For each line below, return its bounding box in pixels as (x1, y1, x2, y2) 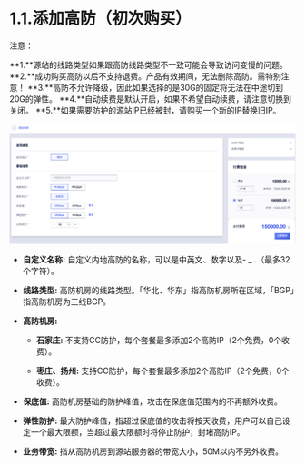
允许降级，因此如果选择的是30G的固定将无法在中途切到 (76, 82, 284, 93)
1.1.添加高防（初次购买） (9, 8, 192, 29)
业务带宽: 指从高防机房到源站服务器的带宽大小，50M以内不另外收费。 (22, 446, 284, 457)
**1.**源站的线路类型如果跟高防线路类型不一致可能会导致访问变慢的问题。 (9, 59, 288, 70)
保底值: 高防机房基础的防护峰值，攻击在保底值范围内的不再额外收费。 (22, 396, 283, 407)
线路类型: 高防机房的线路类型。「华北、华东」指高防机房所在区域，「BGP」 (22, 285, 295, 296)
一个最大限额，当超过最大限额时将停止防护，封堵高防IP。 (30, 427, 245, 438)
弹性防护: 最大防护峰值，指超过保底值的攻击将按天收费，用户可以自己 (22, 415, 283, 427)
